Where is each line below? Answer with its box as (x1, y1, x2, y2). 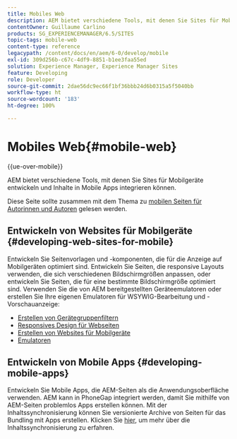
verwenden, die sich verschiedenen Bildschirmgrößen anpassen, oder (7, 270, 212, 278)
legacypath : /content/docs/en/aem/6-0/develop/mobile (7, 50, 169, 57)
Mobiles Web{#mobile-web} (7, 139, 178, 155)
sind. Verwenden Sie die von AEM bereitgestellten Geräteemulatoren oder (7, 284, 222, 293)
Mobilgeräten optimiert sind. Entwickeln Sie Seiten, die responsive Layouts (7, 262, 224, 270)
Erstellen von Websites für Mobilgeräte (17, 328, 130, 337)
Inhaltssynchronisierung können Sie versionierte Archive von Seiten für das (7, 409, 226, 417)
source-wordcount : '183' (7, 96, 80, 103)
